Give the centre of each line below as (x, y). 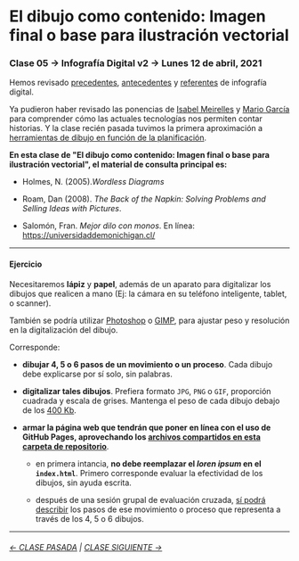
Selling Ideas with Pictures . (72, 209)
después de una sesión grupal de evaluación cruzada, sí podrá (150, 499)
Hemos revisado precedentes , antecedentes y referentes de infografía (138, 83)
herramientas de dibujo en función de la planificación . (108, 138)
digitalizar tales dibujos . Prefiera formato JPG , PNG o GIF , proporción (146, 391)
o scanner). (30, 303)
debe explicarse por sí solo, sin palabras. (97, 374)
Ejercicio (26, 264)
